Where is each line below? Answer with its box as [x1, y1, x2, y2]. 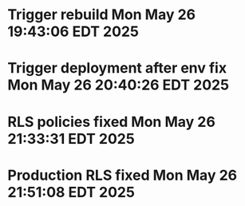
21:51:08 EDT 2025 [7, 183, 135, 201]
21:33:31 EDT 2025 [7, 129, 135, 148]
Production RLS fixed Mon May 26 [7, 166, 237, 184]
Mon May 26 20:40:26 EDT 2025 [7, 76, 229, 94]
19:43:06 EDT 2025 [7, 22, 139, 41]
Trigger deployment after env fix [7, 59, 227, 77]
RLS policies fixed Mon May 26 [7, 113, 216, 131]
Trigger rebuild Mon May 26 [7, 6, 196, 24]
